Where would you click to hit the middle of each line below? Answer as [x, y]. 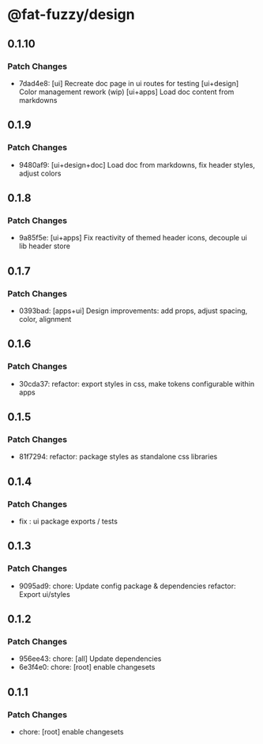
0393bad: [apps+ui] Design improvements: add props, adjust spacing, [133, 311]
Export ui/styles [44, 594]
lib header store [44, 246]
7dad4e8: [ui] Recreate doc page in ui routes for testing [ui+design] [129, 83]
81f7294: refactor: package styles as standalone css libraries [118, 457]
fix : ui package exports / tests [68, 521]
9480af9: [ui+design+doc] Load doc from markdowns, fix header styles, [137, 164]
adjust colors [40, 173]
